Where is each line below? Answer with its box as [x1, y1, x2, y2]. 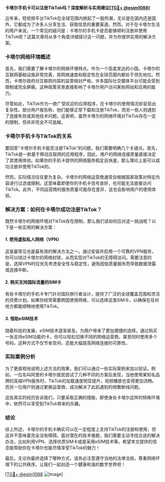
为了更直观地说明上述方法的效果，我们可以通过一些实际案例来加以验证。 [5, 365, 151, 371]
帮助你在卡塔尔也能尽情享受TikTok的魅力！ [13, 445, 101, 451]
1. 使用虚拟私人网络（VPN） [5, 236, 62, 242]
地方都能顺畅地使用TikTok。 [5, 303, 62, 309]
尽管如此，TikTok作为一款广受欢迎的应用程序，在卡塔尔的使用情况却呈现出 [5, 101, 156, 107]
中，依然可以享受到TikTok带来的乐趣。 [5, 401, 83, 407]
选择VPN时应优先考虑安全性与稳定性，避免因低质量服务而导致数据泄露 [13, 261, 156, 267]
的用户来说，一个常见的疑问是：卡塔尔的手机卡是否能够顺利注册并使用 [5, 28, 147, 34]
